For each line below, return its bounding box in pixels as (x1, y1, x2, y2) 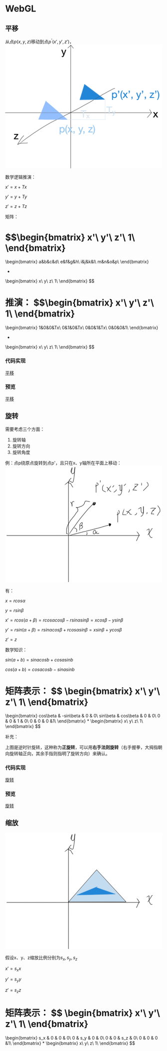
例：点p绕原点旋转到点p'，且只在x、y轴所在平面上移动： (5, 459, 122, 465)
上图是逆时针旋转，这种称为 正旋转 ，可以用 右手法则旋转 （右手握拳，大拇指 (5, 744, 158, 750)
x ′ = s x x (5, 965, 21, 972)
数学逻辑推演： (5, 174, 36, 180)
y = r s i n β (5, 607, 24, 613)
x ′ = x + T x (5, 184, 27, 190)
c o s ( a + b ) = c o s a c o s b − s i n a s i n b (5, 666, 75, 672)
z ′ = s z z (5, 987, 21, 994)
